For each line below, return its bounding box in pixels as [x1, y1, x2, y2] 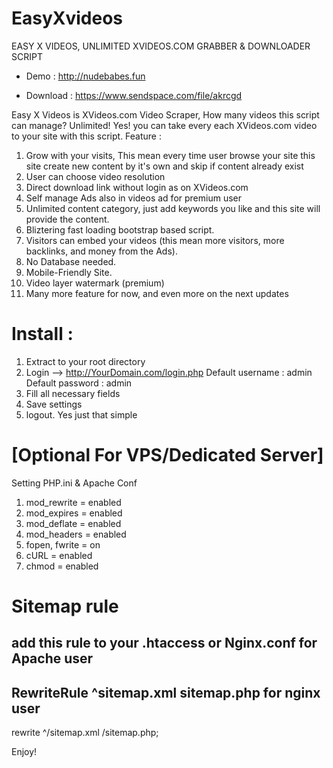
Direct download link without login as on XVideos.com [25, 181, 249, 193]
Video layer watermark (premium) [25, 277, 165, 289]
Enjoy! [11, 746, 38, 758]
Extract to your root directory [25, 355, 146, 367]
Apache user [11, 650, 94, 667]
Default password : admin [25, 377, 133, 389]
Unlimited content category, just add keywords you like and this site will [25, 202, 321, 214]
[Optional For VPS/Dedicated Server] [11, 444, 324, 467]
